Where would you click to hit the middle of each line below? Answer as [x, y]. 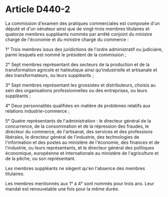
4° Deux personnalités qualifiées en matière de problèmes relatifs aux [78, 105]
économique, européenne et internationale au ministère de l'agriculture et [82, 153]
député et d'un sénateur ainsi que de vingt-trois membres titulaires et [77, 28]
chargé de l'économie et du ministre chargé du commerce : [67, 40]
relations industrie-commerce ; [37, 111]
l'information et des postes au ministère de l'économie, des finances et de [82, 142]
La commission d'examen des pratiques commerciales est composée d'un [83, 23]
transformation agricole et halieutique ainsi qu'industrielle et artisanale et [81, 70]
